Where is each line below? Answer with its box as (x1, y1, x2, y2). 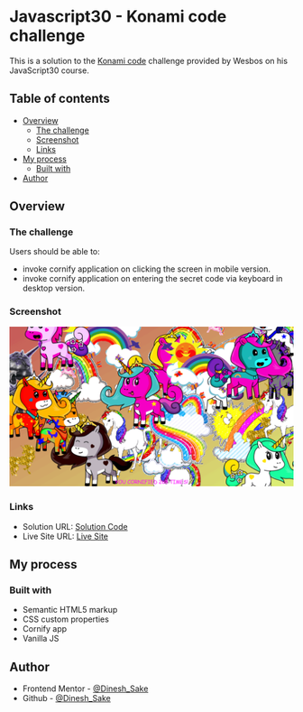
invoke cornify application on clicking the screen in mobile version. (22, 264, 271, 274)
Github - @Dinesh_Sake (22, 693, 111, 704)
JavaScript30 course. (9, 65, 90, 76)
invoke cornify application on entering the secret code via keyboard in (22, 273, 283, 284)
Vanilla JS (22, 633, 60, 644)
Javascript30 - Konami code (9, 6, 227, 27)
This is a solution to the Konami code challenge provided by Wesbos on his (9, 55, 289, 66)
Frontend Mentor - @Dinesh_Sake (22, 683, 149, 694)
